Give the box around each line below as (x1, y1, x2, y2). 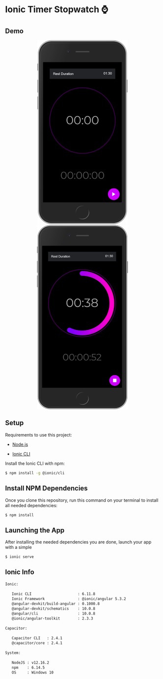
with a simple (5, 544, 32, 550)
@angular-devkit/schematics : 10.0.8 (11, 606, 96, 611)
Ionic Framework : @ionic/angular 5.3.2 (11, 596, 126, 601)
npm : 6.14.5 (11, 665, 45, 670)
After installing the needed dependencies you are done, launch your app (5, 539, 152, 545)
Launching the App (5, 526, 65, 534)
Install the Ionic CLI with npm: (5, 460, 65, 466)
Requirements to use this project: (5, 432, 72, 437)
